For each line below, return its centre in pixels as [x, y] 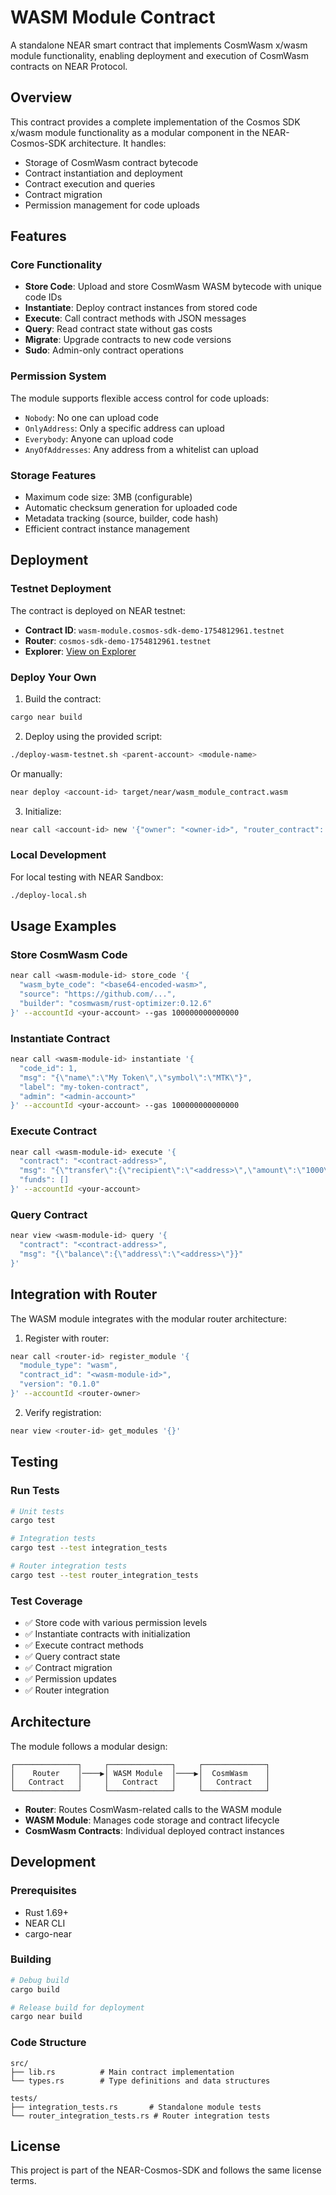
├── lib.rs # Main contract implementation [122, 2072]
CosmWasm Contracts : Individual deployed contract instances [154, 1830]
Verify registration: [63, 1412]
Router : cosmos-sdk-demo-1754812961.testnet [118, 640]
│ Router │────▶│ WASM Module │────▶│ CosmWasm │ [140, 1773]
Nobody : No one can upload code [91, 417]
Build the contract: [63, 699]
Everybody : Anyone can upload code [99, 438]
